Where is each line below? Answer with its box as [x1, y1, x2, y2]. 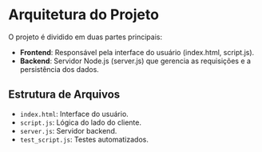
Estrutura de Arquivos [8, 88, 121, 102]
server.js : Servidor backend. [19, 126, 117, 135]
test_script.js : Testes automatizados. [19, 134, 149, 144]
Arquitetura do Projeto [8, 6, 160, 24]
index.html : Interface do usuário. [19, 109, 129, 118]
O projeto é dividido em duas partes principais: [8, 32, 162, 42]
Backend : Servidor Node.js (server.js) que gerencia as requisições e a [19, 56, 252, 66]
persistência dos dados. [19, 64, 100, 74]
